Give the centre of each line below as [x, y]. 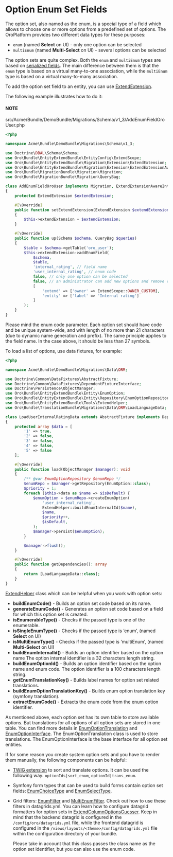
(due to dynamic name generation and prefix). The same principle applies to [86, 335]
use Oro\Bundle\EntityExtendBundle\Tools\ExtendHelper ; [66, 403]
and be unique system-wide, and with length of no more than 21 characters [85, 330]
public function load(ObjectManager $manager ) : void [72, 469]
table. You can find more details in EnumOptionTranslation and [71, 728]
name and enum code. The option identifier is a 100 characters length [86, 669]
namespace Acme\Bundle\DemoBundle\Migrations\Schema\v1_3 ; [70, 144]
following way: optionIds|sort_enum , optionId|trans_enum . [74, 775]
